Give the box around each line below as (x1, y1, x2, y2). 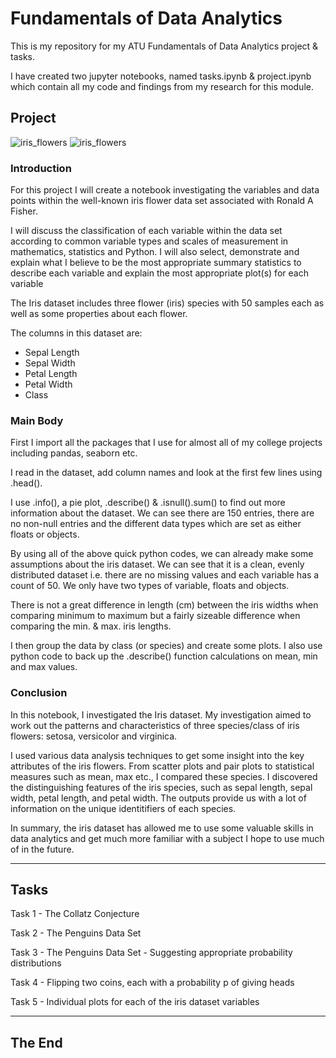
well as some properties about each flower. (10, 308, 188, 320)
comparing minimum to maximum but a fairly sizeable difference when (10, 610, 301, 622)
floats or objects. (10, 528, 80, 541)
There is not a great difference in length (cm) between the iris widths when (10, 599, 319, 611)
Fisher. (10, 205, 38, 217)
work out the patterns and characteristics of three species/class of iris (10, 719, 300, 731)
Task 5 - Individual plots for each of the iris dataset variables (10, 996, 260, 1008)
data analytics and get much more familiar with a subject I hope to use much (10, 832, 325, 844)
